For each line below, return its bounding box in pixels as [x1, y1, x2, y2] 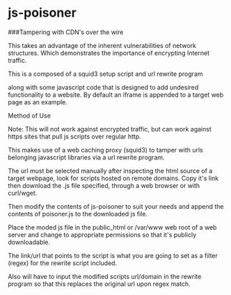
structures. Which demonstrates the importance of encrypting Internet [8, 49, 210, 57]
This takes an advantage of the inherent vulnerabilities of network [8, 41, 197, 49]
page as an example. [8, 97, 68, 106]
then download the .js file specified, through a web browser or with [8, 181, 200, 189]
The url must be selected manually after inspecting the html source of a [8, 166, 213, 175]
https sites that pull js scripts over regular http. [8, 132, 141, 141]
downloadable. [8, 238, 51, 246]
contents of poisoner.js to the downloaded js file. [8, 209, 148, 218]
